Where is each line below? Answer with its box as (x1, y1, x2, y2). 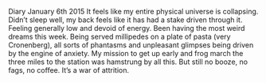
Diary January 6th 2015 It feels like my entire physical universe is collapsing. (8, 7, 259, 16)
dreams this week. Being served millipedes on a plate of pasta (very (8, 32, 231, 41)
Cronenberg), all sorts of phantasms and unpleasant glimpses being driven (8, 40, 254, 50)
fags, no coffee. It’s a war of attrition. (8, 66, 130, 74)
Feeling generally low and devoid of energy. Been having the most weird (8, 24, 245, 32)
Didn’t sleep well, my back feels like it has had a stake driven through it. (8, 15, 243, 25)
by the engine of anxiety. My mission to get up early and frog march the (8, 49, 244, 58)
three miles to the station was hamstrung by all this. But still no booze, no (8, 57, 248, 66)
